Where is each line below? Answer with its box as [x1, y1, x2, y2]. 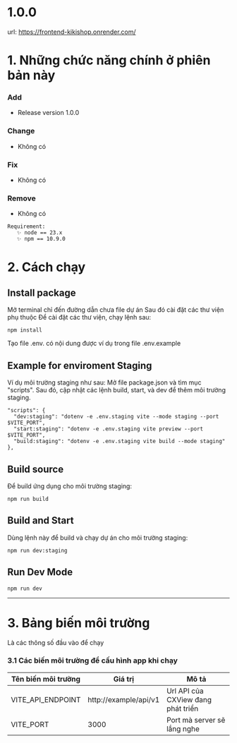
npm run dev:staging [7, 547, 68, 554]
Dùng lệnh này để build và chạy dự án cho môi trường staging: [7, 533, 188, 542]
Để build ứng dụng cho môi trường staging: [7, 481, 133, 490]
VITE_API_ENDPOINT [11, 694, 81, 704]
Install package [7, 286, 76, 298]
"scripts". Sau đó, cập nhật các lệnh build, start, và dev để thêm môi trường [7, 386, 226, 394]
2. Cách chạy [7, 259, 86, 275]
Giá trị [113, 674, 135, 684]
